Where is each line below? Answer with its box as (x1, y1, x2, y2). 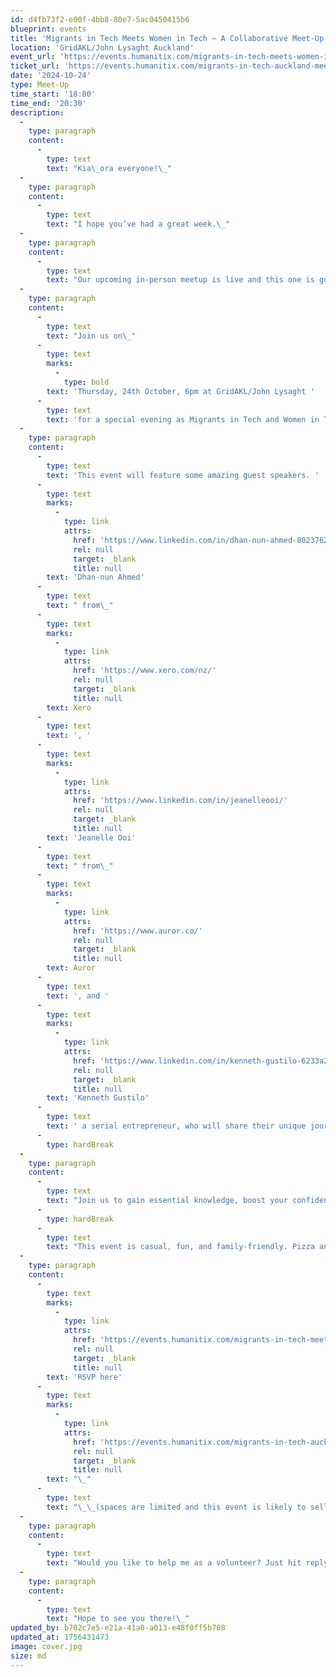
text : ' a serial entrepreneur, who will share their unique (46, 1121, 307, 1131)
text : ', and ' (46, 991, 110, 1001)
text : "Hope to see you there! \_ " (46, 1614, 190, 1624)
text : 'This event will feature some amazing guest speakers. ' (46, 470, 320, 480)
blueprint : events (10, 24, 87, 34)
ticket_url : (10, 61, 60, 71)
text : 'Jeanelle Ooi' (46, 832, 137, 843)
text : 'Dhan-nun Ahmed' (46, 572, 145, 583)
